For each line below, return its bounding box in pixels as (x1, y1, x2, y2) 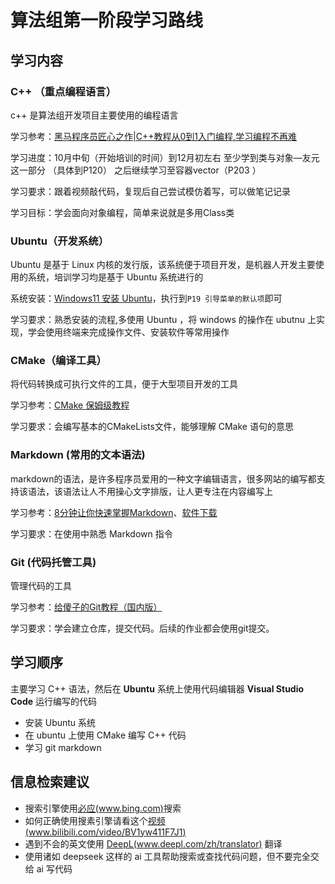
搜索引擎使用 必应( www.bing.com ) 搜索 (24, 802, 182, 814)
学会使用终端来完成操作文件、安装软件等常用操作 (27, 326, 230, 338)
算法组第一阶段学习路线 (10, 9, 204, 32)
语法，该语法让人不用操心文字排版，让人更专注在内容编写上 (27, 485, 273, 497)
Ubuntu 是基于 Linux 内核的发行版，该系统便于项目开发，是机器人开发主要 (10, 259, 316, 271)
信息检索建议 (10, 774, 90, 791)
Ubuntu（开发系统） (10, 234, 109, 248)
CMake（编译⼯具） (10, 354, 107, 368)
